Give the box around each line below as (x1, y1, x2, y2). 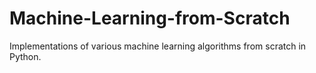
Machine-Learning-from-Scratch (9, 7, 291, 30)
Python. (9, 50, 42, 62)
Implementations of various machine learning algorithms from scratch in (9, 40, 307, 52)
